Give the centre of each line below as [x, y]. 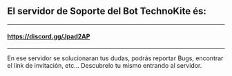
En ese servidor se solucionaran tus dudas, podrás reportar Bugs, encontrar [115, 58]
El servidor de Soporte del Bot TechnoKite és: [107, 11]
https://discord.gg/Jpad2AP [49, 36]
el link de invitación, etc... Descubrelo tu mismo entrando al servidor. [105, 66]
